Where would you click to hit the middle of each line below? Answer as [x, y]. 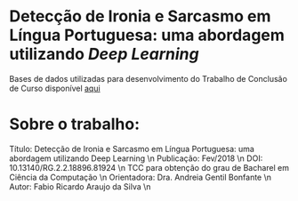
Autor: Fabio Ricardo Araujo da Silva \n [80, 186]
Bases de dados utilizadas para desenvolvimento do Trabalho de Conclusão [148, 78]
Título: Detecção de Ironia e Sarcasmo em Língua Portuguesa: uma [132, 149]
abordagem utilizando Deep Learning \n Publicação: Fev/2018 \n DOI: [136, 158]
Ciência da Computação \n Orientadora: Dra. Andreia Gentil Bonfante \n [141, 177]
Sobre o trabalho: [75, 124]
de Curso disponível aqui [55, 88]
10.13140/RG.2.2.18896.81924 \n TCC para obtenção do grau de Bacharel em [149, 167]
